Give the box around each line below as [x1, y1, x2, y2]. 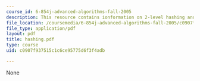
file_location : [6, 20, 44, 26]
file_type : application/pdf [6, 25, 76, 32]
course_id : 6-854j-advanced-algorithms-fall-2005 [6, 8, 132, 15]
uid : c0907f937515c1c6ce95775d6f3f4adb [6, 48, 105, 54]
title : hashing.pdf [6, 36, 55, 42]
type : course [6, 42, 39, 48]
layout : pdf [6, 31, 36, 37]
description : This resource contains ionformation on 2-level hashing [6, 14, 185, 20]
